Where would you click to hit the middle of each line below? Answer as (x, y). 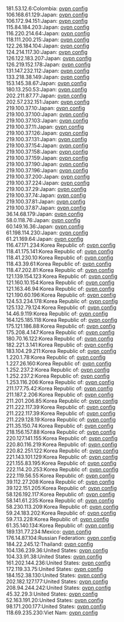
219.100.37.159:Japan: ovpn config (47, 158)
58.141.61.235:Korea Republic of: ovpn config (60, 500)
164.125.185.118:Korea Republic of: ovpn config (62, 320)
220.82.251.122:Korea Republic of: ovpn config (62, 451)
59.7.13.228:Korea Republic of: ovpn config (58, 519)
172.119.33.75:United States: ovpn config (55, 569)
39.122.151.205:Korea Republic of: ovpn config (61, 488)
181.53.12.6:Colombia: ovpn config (47, 9)
